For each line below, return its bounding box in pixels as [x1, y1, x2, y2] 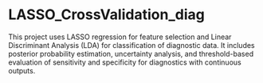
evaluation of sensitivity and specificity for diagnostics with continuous [8, 57, 241, 67]
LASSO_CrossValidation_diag [8, 6, 205, 24]
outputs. [8, 65, 36, 75]
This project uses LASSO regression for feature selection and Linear [8, 32, 232, 41]
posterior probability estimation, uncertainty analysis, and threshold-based [8, 49, 253, 58]
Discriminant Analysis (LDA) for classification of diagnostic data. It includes [8, 40, 255, 49]
